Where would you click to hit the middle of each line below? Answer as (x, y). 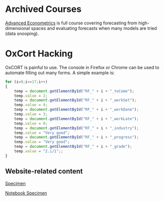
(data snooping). (22, 33)
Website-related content (44, 171)
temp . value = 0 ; (31, 123)
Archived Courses (43, 9)
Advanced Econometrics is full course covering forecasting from (71, 23)
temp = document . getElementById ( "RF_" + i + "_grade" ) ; (73, 147)
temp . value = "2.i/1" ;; (39, 151)
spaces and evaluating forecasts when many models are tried (94, 28)
